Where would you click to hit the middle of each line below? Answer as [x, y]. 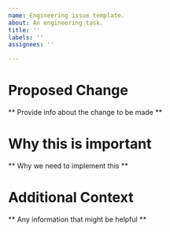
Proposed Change [68, 90]
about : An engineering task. [56, 23]
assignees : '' [31, 45]
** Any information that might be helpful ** [78, 219]
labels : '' [26, 37]
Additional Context [71, 198]
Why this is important [80, 144]
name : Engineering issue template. [67, 15]
